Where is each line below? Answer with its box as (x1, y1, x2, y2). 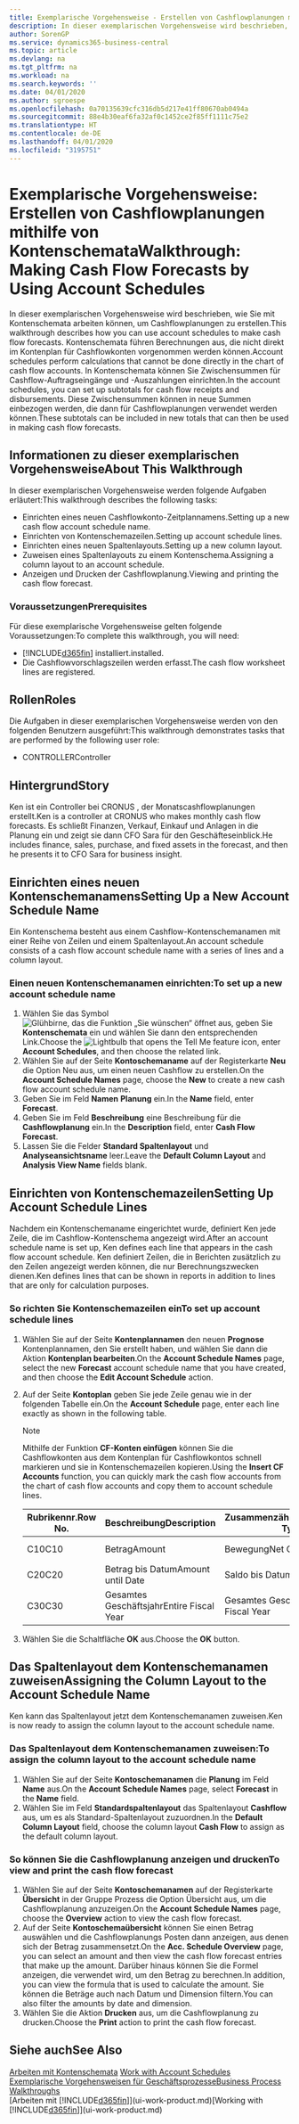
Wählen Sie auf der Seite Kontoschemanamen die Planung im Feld (21, 1774, 270, 1784)
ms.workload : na (9, 71, 69, 80)
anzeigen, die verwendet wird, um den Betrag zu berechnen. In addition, (21, 1969, 286, 1980)
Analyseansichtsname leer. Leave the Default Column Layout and (21, 1151, 267, 1161)
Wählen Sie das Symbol (21, 1008, 109, 1019)
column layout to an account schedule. (21, 559, 165, 570)
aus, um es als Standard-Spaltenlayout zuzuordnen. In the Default (21, 1811, 263, 1823)
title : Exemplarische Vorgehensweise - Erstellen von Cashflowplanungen (9, 12, 285, 22)
